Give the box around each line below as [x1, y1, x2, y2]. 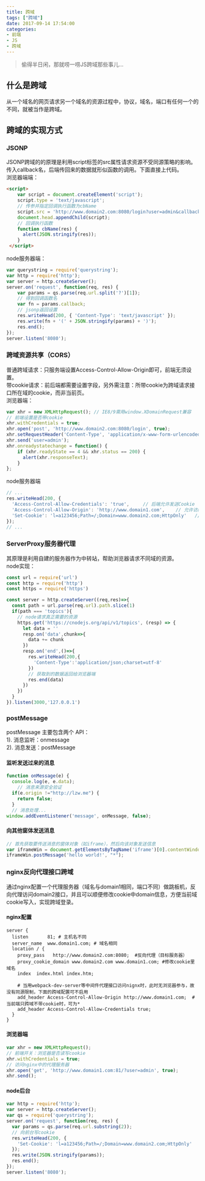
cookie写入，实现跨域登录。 [6, 898, 77, 905]
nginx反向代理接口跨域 [6, 868, 74, 876]
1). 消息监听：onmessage [6, 736, 70, 744]
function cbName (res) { [17, 226, 78, 232]
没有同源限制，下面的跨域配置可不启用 [6, 989, 88, 995]
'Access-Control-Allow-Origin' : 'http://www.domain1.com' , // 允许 [12, 506, 193, 513]
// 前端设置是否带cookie [6, 414, 63, 421]
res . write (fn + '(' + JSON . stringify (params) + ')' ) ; [17, 318, 157, 324]
